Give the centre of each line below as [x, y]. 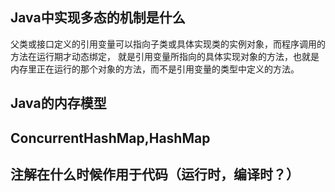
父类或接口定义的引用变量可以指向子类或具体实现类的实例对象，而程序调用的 [168, 44]
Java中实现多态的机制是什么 [98, 18]
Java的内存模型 [58, 103]
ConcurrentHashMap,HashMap [110, 138]
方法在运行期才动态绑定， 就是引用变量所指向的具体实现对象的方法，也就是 [165, 56]
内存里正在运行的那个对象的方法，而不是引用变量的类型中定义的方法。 [155, 69]
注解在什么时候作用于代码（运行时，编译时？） [155, 174]
